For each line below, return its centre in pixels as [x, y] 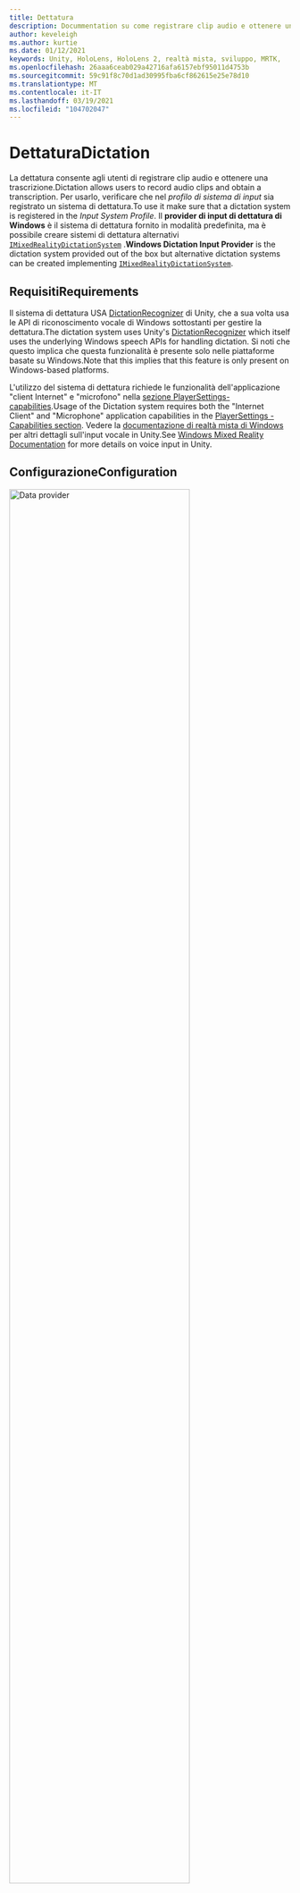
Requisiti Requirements [74, 291]
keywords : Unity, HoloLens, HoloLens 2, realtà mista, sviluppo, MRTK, [145, 59]
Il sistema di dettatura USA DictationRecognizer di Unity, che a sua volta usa [149, 313]
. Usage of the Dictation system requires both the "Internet [158, 406]
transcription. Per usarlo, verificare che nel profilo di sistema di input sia [142, 197]
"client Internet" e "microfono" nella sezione [90, 397]
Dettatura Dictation [79, 153]
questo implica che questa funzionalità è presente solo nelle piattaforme [142, 351]
